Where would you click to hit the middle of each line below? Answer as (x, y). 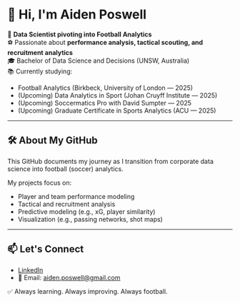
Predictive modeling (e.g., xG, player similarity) (86, 211)
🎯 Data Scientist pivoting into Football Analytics (80, 34)
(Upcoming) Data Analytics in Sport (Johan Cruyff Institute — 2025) (117, 95)
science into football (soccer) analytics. (65, 169)
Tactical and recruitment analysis (66, 204)
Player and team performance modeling (76, 196)
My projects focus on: (40, 183)
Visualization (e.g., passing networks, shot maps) (90, 219)
